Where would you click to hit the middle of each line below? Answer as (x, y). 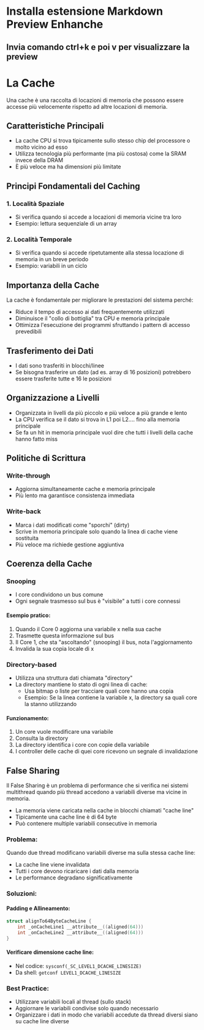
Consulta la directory (42, 738)
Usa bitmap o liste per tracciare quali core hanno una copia (99, 691)
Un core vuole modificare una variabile (64, 732)
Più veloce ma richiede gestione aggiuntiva (70, 544)
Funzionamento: (28, 718)
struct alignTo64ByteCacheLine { (49, 921)
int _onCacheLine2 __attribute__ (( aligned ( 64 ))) (81, 933)
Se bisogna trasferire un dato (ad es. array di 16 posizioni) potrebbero (103, 372)
